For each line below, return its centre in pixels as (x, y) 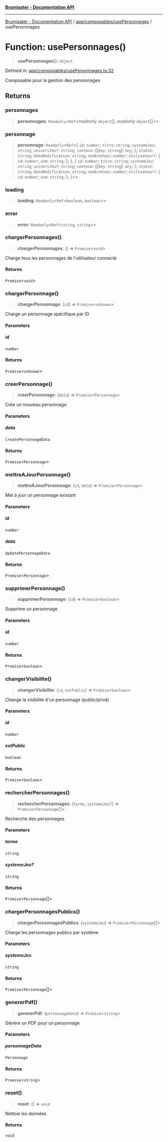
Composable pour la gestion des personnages (53, 80)
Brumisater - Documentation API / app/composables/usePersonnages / (78, 21)
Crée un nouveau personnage (36, 405)
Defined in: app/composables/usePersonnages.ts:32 (59, 70)
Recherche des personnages (35, 819)
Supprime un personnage (31, 609)
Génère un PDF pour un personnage (42, 1023)
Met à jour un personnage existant (40, 495)
